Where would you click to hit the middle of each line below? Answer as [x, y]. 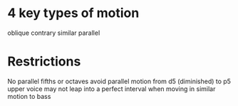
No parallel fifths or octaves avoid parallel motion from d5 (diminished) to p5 [119, 81]
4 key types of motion [73, 13]
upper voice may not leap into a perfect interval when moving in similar [112, 89]
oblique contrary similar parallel [54, 33]
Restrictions [44, 62]
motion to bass [29, 96]
